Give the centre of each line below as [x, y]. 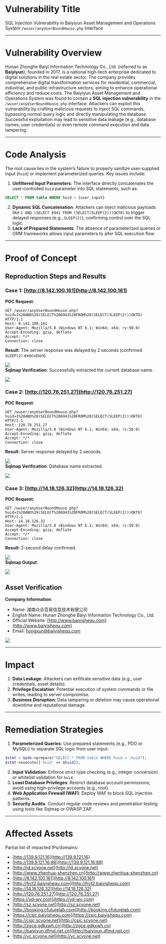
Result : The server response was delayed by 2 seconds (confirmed [74, 350]
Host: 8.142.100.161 [26, 324]
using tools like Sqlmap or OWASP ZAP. [52, 809]
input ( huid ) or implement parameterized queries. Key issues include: [75, 173]
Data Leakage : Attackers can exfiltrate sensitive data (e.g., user [77, 678]
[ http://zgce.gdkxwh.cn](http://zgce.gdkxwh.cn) [62, 925]
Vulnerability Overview [54, 53]
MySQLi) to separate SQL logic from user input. [61, 748]
